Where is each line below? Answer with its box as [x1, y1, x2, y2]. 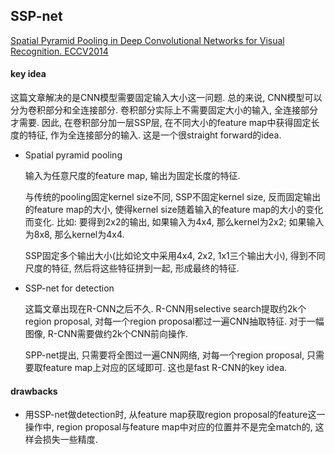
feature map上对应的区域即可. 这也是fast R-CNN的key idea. [42, 362, 288, 374]
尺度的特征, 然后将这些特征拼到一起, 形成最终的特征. [24, 262, 240, 274]
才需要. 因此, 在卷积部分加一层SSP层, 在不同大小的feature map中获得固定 [10, 117, 312, 129]
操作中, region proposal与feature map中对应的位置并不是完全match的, [24, 421, 313, 433]
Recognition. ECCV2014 [10, 45, 109, 57]
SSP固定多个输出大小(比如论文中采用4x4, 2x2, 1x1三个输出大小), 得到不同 [24, 250, 326, 262]
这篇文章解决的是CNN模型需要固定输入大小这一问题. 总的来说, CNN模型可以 [10, 92, 323, 104]
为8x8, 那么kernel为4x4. [24, 229, 125, 241]
